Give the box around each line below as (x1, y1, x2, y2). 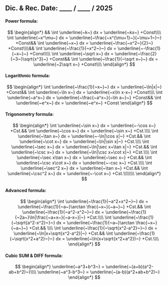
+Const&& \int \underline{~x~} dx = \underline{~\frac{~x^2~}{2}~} (15, 40, 153, 46)
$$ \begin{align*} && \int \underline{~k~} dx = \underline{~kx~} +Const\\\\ (7, 29, 161, 35)
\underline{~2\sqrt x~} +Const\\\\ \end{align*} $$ (33, 61, 135, 67)
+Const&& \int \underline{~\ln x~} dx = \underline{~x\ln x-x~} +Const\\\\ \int (6, 89, 163, 95)
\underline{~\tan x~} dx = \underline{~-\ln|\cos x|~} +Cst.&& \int (18, 133, 151, 139)
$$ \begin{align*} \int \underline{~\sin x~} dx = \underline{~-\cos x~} (12, 122, 156, 128)
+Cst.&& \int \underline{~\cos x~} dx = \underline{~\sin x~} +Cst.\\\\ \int (10, 128, 158, 133)
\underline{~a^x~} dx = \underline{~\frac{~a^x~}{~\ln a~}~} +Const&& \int (7, 94, 161, 100)
